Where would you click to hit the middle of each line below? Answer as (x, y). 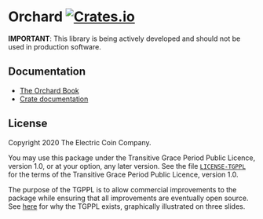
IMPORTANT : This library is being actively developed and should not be (124, 38)
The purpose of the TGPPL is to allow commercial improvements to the (122, 189)
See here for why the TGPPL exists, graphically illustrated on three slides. (127, 206)
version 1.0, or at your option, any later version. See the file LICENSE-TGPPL (127, 166)
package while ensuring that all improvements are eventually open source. (128, 198)
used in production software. (55, 46)
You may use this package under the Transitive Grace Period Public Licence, (132, 158)
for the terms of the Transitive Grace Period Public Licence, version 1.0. (123, 174)
